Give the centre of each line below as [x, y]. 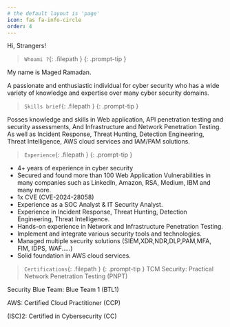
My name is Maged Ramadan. [49, 72]
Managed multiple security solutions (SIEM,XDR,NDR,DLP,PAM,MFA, [114, 241]
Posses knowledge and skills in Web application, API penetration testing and [115, 120]
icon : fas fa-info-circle [44, 20]
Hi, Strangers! [27, 46]
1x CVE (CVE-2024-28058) [55, 197]
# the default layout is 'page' [53, 13]
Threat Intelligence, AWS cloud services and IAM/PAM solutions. [99, 142]
